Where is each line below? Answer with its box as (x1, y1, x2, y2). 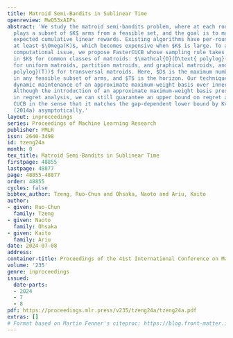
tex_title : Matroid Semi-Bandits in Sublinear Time (7, 152, 159, 160)
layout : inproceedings (7, 113, 73, 120)
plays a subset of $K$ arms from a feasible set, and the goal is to (13, 29, 218, 37)
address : (7, 249, 33, 256)
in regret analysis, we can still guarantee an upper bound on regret (13, 94, 222, 101)
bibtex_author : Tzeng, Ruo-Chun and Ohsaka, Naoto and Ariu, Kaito (7, 191, 207, 198)
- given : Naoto (7, 217, 51, 223)
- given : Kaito (7, 230, 51, 237)
